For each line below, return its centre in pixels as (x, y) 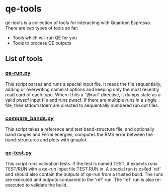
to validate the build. (47, 185)
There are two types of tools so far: (42, 28)
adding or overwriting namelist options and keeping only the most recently (82, 89)
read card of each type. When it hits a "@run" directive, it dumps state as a (83, 94)
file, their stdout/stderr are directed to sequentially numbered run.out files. (82, 105)
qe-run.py (18, 73)
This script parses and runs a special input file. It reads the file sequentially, (83, 84)
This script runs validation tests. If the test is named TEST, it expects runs (81, 164)
